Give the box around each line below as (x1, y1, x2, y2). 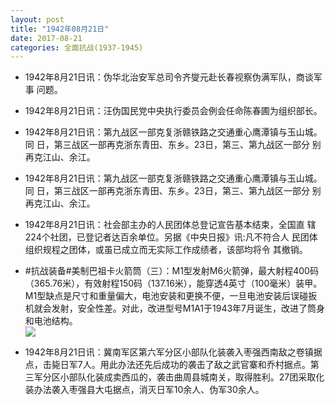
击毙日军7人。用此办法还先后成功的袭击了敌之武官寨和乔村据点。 (42, 359, 311, 371)
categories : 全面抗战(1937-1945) (10, 42, 144, 53)
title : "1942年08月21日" (10, 24, 110, 34)
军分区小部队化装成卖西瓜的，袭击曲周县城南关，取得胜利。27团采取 (33, 371, 317, 383)
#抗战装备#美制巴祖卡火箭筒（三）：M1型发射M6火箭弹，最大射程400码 (24, 265, 319, 277)
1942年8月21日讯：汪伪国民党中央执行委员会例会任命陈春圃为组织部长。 (24, 105, 323, 117)
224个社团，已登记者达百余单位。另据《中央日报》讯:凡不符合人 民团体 (24, 231, 318, 243)
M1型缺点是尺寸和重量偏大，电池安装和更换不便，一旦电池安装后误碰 (24, 290, 309, 302)
